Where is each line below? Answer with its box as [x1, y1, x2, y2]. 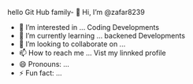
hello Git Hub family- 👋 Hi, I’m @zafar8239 [7, 8, 145, 16]
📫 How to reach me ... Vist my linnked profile [18, 48, 166, 57]
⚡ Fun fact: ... [18, 68, 62, 78]
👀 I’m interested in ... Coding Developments [18, 23, 159, 31]
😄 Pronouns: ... [18, 60, 70, 68]
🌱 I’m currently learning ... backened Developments [18, 31, 186, 40]
